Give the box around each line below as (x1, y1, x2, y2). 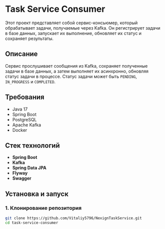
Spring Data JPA (12, 165, 47, 171)
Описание (5, 50, 38, 58)
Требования (5, 93, 44, 102)
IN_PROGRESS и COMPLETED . (5, 78, 56, 84)
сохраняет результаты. (5, 36, 54, 41)
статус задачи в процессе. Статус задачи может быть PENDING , (5, 73, 137, 79)
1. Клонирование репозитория (5, 204, 82, 211)
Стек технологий (5, 141, 60, 150)
